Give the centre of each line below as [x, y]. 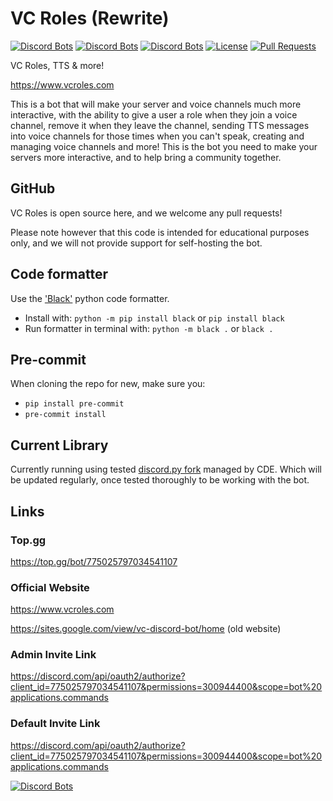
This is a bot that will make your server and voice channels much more [156, 104]
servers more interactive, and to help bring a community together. [146, 157]
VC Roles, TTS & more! [57, 65]
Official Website [50, 587]
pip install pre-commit [74, 404]
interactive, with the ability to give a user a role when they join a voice [154, 114]
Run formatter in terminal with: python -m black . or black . [149, 328]
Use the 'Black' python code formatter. [90, 298]
